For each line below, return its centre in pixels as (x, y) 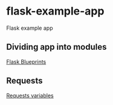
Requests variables (30, 95)
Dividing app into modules (56, 47)
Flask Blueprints (26, 61)
